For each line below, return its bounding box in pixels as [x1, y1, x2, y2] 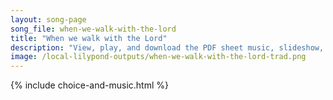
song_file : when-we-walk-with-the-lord [10, 24, 177, 34]
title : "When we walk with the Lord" [10, 33, 168, 43]
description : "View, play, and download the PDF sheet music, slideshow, [10, 42, 325, 53]
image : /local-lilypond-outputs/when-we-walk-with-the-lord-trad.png [10, 52, 307, 62]
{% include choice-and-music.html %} [10, 79, 169, 91]
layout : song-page [10, 14, 87, 25]
